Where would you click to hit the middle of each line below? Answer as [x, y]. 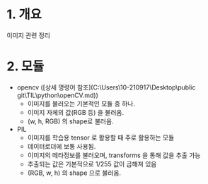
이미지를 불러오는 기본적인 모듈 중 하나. [81, 104]
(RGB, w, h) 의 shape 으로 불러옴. [74, 173]
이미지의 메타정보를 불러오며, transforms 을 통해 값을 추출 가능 [114, 155]
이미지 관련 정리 [29, 35]
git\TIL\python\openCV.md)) [57, 95]
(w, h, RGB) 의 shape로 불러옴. [70, 121]
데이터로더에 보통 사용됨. [62, 146]
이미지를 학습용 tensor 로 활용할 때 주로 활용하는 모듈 [101, 137]
